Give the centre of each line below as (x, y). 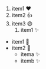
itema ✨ (30, 54)
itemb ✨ (30, 61)
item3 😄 (22, 24)
